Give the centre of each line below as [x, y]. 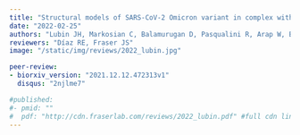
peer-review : [33, 67]
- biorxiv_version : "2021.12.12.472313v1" [89, 76]
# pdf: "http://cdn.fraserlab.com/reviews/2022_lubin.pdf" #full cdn [143, 116]
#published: [31, 99]
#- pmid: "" [31, 108]
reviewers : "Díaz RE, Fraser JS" [71, 42]
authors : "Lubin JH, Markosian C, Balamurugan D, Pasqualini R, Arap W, [147, 34]
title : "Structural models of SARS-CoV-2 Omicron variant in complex [142, 17]
